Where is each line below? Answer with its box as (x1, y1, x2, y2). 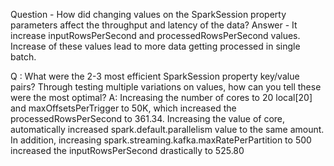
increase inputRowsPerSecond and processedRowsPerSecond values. (10, 30, 301, 41)
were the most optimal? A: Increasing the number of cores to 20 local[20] (10, 92, 313, 103)
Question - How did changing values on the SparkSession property (10, 9, 287, 20)
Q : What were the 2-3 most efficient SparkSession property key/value (10, 70, 300, 82)
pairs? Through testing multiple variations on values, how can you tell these (10, 81, 322, 93)
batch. (10, 51, 37, 63)
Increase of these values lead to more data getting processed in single (10, 40, 301, 52)
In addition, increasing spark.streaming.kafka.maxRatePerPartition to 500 (10, 134, 312, 146)
